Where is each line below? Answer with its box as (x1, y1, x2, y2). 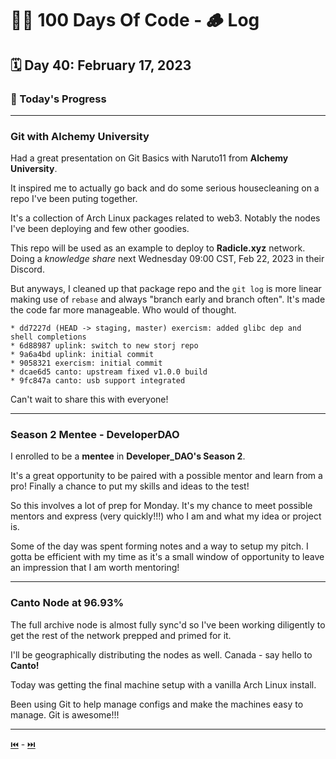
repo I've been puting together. (10, 193, 138, 205)
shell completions (10, 332, 87, 342)
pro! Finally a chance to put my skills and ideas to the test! (10, 480, 250, 492)
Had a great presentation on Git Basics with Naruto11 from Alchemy (10, 152, 289, 164)
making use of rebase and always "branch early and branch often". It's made (10, 293, 326, 306)
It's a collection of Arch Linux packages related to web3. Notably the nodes (10, 212, 321, 224)
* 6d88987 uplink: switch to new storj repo (10, 341, 199, 351)
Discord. (10, 263, 45, 276)
